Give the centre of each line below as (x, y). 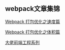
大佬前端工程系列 (22, 42)
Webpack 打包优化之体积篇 (33, 32)
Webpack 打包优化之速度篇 (33, 22)
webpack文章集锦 (32, 9)
